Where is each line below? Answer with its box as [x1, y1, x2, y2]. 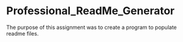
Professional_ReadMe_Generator [6, 4, 175, 18]
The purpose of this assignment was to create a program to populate [6, 24, 177, 31]
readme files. [6, 30, 39, 37]
